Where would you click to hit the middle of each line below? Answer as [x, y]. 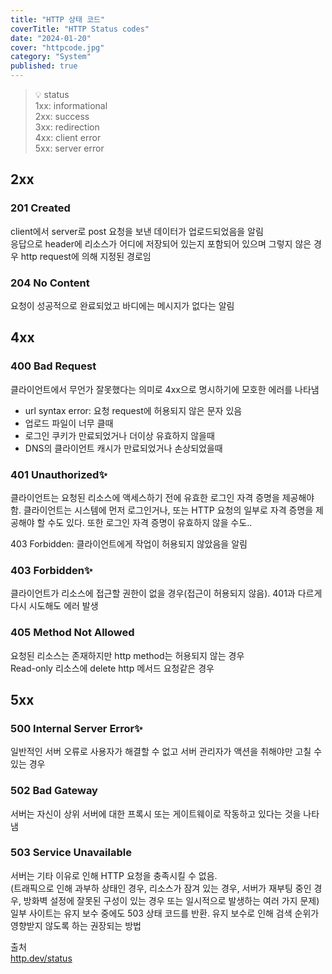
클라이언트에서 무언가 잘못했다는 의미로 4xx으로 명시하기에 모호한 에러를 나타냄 [165, 389]
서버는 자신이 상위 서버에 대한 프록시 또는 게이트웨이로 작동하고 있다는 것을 [156, 813]
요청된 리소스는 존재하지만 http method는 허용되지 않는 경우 [127, 655]
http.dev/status [41, 958]
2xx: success [62, 116]
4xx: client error [68, 137]
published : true [44, 66]
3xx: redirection [67, 127]
